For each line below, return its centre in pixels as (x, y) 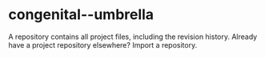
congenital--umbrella (81, 15)
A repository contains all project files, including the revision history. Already (133, 37)
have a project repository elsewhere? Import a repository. (103, 44)
